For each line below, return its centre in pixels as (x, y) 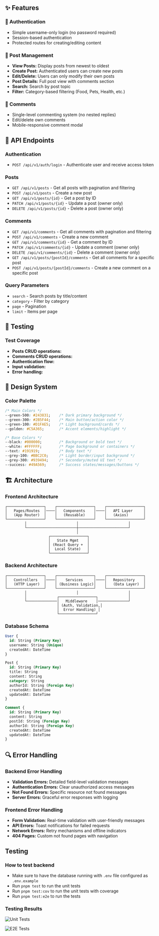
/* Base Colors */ (23, 438)
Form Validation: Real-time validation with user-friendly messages (78, 821)
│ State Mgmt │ (69, 541)
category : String (27, 681)
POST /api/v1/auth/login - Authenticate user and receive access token (83, 164)
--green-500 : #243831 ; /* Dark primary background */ (64, 415)
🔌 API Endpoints (30, 140)
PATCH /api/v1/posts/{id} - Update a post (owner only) (67, 203)
